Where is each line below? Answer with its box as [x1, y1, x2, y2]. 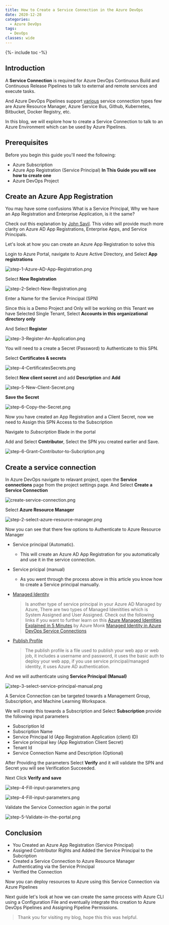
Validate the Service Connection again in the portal [5, 804, 111, 810]
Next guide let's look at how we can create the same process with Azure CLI [5, 894, 164, 900]
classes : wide [5, 36, 35, 41]
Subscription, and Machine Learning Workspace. [5, 698, 107, 704]
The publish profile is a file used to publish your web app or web [25, 647, 159, 654]
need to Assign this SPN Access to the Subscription [5, 419, 112, 425]
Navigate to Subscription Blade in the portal [5, 429, 96, 435]
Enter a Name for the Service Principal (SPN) [5, 296, 98, 302]
